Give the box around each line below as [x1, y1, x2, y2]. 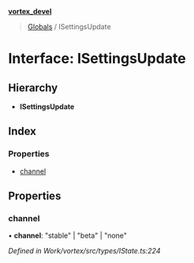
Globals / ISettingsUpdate [27, 22, 112, 31]
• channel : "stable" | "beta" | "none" [8, 231, 128, 240]
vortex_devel [8, 7, 52, 16]
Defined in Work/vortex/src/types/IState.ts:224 [8, 246, 161, 256]
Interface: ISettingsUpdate [8, 50, 187, 68]
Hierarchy [8, 81, 58, 94]
